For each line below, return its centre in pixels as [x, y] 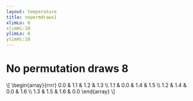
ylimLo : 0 [18, 34]
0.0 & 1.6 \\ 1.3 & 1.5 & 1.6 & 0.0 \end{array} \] [61, 91]
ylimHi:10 [18, 39]
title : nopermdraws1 [32, 17]
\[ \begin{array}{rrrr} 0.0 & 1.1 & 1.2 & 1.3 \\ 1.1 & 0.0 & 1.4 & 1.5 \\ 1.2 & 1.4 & [96, 85]
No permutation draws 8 [67, 69]
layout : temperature [32, 12]
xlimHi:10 [18, 28]
